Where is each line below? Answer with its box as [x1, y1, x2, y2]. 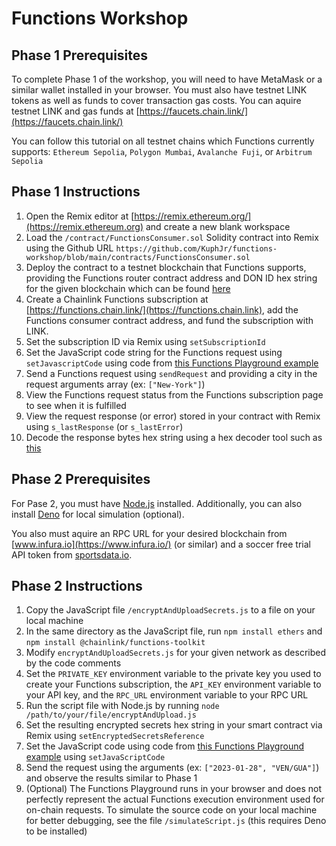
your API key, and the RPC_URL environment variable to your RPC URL [25, 689, 309, 701]
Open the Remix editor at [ [25, 210, 135, 222]
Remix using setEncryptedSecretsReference [25, 730, 205, 742]
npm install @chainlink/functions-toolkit [25, 638, 206, 648]
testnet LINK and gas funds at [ [11, 105, 140, 117]
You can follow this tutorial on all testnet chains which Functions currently [11, 135, 315, 147]
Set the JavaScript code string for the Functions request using [25, 346, 283, 358]
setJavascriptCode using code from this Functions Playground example [25, 357, 319, 369]
